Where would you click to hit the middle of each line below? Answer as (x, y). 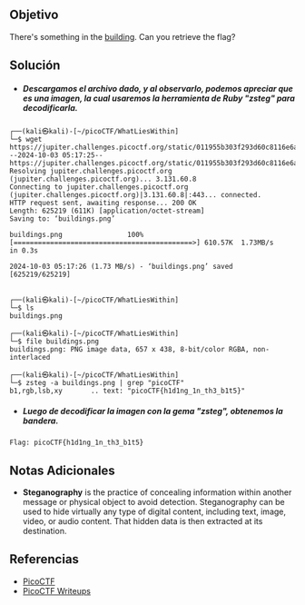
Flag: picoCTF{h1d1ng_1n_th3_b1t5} (77, 443)
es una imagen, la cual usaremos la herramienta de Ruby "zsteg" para (158, 98)
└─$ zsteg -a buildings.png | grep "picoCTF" (97, 383)
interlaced (30, 358)
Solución (35, 66)
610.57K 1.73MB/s (239, 243)
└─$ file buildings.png (54, 342)
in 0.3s (24, 251)
